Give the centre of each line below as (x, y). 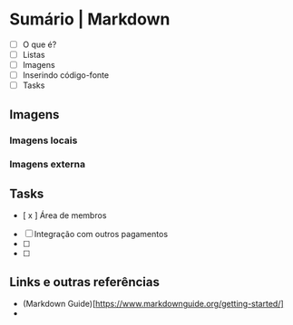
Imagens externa (48, 165)
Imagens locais (44, 140)
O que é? (39, 44)
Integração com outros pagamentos (101, 234)
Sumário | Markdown (90, 19)
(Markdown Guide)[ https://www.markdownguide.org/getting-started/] (153, 304)
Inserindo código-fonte (66, 75)
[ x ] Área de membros (64, 215)
